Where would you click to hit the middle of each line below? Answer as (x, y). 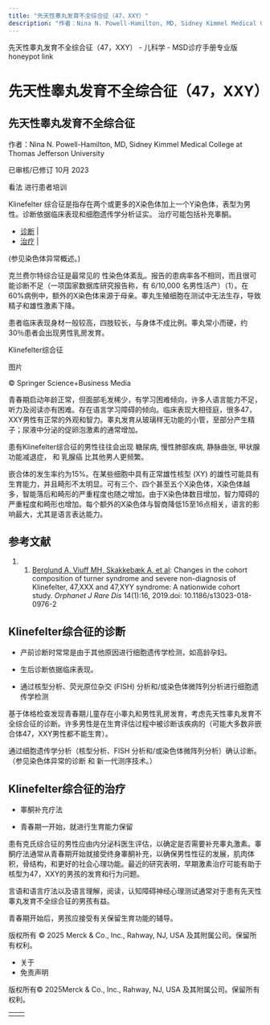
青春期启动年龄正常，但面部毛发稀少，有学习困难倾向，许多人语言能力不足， (135, 400)
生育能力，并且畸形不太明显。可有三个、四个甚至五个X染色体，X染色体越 (129, 484)
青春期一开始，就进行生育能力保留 (76, 826)
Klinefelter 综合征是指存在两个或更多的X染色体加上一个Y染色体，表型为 (126, 204)
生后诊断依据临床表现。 (59, 670)
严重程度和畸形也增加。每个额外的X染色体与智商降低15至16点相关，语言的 (131, 504)
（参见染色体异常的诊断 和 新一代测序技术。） (82, 761)
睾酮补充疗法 (41, 810)
